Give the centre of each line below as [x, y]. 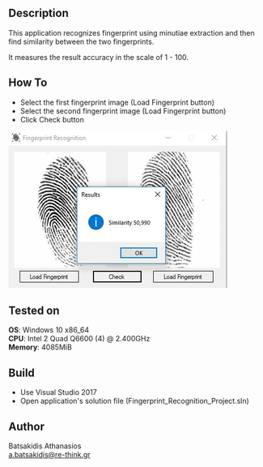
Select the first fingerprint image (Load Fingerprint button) [117, 102]
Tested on [34, 311]
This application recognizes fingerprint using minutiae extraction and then [131, 32]
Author [26, 426]
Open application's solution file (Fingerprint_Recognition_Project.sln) [134, 401]
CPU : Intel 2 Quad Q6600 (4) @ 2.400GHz [79, 339]
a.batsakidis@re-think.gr [49, 455]
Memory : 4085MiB [40, 347]
